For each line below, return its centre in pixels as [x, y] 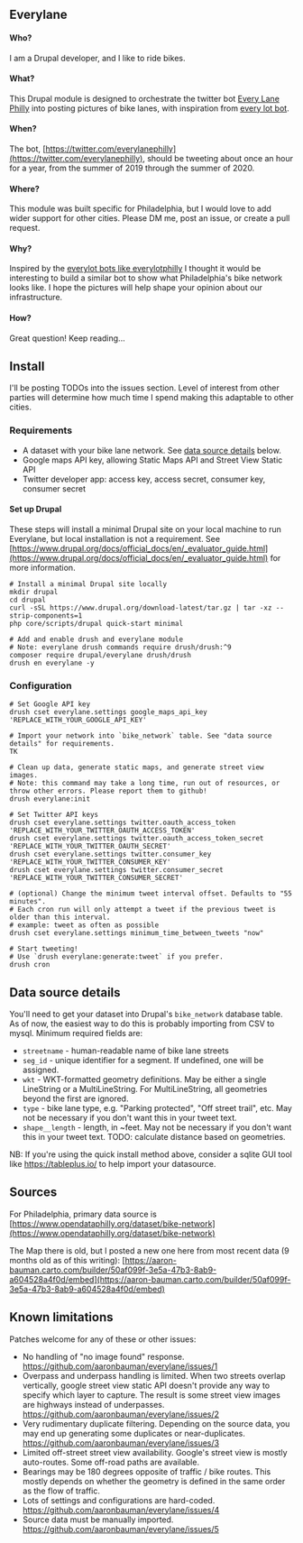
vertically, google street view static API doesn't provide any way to [146, 1385]
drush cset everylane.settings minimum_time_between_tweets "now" [137, 933]
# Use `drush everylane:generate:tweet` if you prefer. [116, 957]
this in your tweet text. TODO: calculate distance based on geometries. [154, 1137]
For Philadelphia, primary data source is [83, 1214]
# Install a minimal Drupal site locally [88, 584]
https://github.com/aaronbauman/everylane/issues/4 [121, 1510]
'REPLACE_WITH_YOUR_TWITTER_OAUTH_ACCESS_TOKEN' [102, 831]
